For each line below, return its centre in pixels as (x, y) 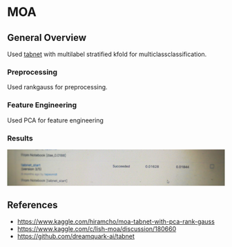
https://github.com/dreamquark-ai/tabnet (76, 237)
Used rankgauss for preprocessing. (58, 87)
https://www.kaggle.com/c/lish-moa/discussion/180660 (97, 229)
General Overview (47, 38)
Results (20, 138)
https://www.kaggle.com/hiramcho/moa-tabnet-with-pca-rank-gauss (116, 221)
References (32, 205)
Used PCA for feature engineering (55, 120)
